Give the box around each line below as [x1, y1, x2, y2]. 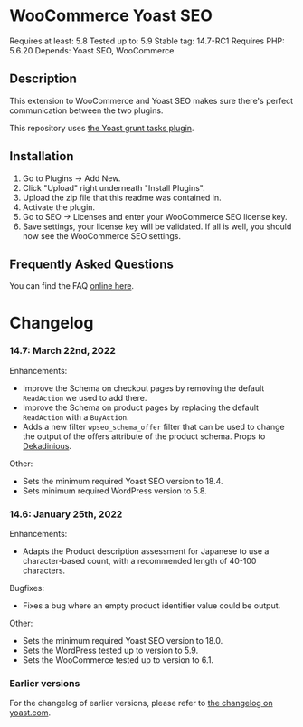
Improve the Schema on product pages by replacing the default [22, 402, 260, 413]
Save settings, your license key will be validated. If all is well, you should [22, 221, 292, 232]
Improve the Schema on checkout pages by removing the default [22, 382, 265, 394]
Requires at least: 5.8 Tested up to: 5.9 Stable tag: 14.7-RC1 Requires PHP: [9, 35, 285, 46]
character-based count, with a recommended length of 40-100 [22, 556, 257, 567]
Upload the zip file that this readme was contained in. [22, 192, 222, 203]
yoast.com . [9, 707, 52, 718]
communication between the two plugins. [9, 105, 164, 116]
